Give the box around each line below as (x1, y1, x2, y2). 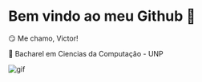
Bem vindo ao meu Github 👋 (8, 7, 196, 25)
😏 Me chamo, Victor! (8, 33, 79, 43)
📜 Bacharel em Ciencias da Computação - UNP (8, 49, 164, 58)
